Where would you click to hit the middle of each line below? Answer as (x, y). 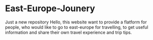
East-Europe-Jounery (50, 9)
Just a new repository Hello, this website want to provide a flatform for (76, 22)
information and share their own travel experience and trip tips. (68, 32)
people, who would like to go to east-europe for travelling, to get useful (76, 27)
